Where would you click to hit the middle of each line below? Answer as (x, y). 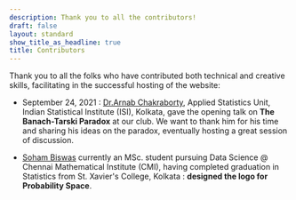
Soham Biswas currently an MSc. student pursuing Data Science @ (145, 157)
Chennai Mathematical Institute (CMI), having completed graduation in (151, 167)
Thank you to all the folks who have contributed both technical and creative (148, 76)
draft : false (33, 26)
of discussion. (48, 140)
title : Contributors (48, 51)
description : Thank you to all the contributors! (103, 17)
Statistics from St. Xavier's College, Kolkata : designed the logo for (145, 176)
